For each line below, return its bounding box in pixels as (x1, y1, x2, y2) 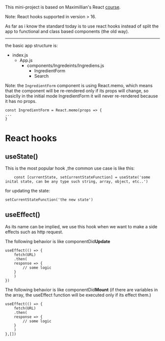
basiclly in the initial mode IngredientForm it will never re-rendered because (5, 93, 158, 99)
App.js (19, 58, 33, 63)
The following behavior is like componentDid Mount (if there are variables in (5, 286, 158, 292)
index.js (12, 52, 28, 58)
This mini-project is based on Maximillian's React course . (5, 4, 121, 10)
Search (34, 73, 49, 79)
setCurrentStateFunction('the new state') (5, 197, 93, 202)
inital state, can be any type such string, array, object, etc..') (5, 179, 148, 184)
